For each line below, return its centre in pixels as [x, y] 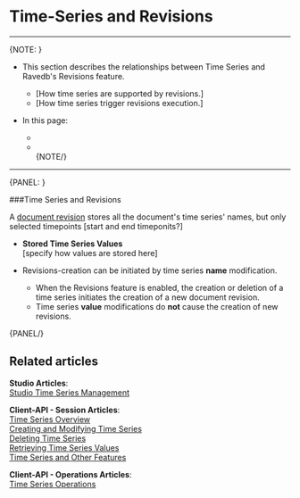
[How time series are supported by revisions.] [119, 93]
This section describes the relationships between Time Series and [144, 66]
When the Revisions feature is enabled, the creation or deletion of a [159, 287]
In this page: [45, 120]
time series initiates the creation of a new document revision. [148, 297]
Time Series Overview [50, 419]
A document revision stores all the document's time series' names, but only [148, 217]
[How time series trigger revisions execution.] [119, 103]
